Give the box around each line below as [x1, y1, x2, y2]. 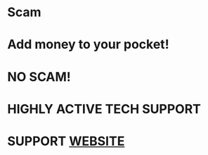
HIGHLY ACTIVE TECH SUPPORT [7, 101, 202, 117]
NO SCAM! [7, 68, 72, 85]
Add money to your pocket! [7, 37, 170, 53]
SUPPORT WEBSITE [7, 133, 125, 149]
